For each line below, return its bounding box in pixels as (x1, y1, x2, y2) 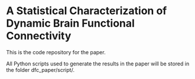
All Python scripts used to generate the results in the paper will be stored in (6, 60, 190, 67)
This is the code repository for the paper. (6, 48, 106, 55)
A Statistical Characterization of (6, 4, 167, 18)
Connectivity (6, 29, 71, 42)
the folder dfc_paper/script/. (6, 66, 75, 73)
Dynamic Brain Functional (6, 17, 135, 30)
